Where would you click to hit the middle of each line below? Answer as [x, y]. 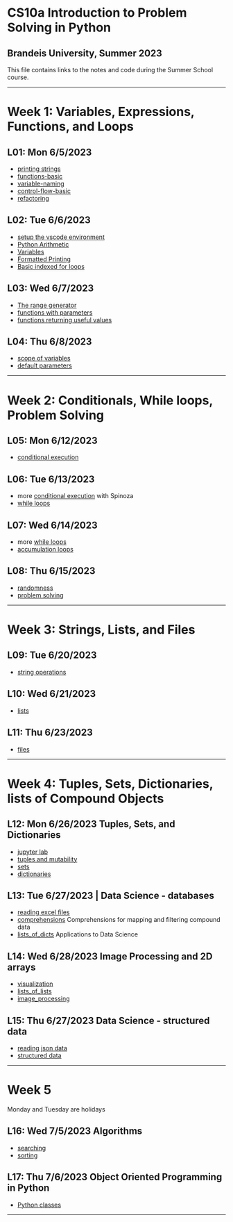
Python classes [39, 1205]
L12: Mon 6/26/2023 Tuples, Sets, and [91, 824]
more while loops [42, 542]
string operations [42, 672]
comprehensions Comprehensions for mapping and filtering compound [119, 920]
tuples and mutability [47, 859]
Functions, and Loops [70, 127]
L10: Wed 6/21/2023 [51, 694]
